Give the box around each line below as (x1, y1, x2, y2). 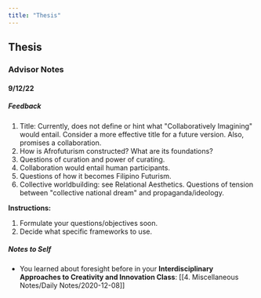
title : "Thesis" (8, 11, 61, 20)
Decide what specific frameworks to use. (19, 227, 153, 236)
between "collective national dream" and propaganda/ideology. (19, 187, 225, 197)
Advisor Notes (8, 64, 64, 74)
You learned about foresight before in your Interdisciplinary (19, 264, 214, 274)
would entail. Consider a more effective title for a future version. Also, (19, 129, 245, 139)
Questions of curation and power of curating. (19, 154, 165, 164)
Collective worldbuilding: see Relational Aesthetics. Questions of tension (19, 180, 254, 189)
